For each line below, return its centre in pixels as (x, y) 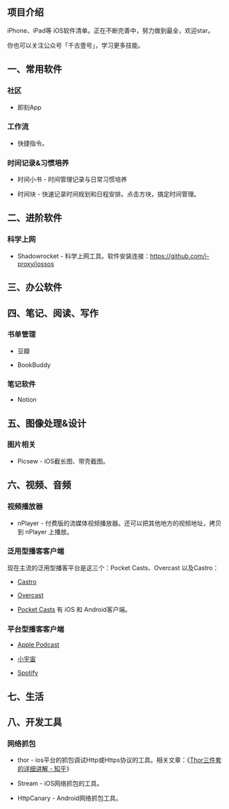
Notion (27, 400)
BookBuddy (34, 365)
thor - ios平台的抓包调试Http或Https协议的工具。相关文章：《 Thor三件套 (119, 760)
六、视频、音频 (39, 485)
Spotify (27, 673)
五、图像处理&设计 (47, 423)
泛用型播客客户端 (36, 552)
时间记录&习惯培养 (38, 163)
